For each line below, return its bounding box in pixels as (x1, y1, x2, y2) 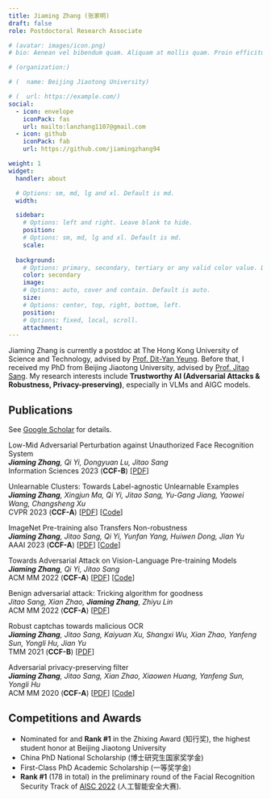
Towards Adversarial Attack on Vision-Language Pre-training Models (8, 556, 237, 565)
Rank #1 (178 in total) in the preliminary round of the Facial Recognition (19, 772, 256, 781)
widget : (8, 167, 35, 175)
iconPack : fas (23, 114, 70, 123)
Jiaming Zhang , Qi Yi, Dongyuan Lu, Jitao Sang (8, 457, 169, 468)
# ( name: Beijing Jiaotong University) (8, 78, 150, 86)
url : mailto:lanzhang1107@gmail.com (23, 123, 147, 131)
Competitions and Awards (8, 711, 142, 726)
